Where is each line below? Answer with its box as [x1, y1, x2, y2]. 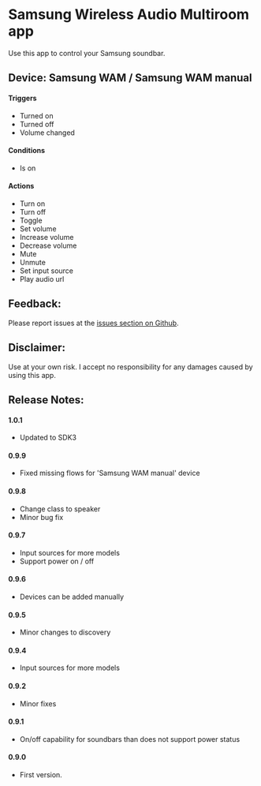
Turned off [19, 119, 54, 129]
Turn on [19, 199, 46, 208]
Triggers [8, 93, 37, 103]
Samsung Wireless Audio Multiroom [8, 6, 250, 24]
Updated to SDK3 [19, 432, 77, 443]
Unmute [19, 257, 46, 267]
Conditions [8, 146, 46, 155]
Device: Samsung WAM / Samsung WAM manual [8, 71, 252, 84]
